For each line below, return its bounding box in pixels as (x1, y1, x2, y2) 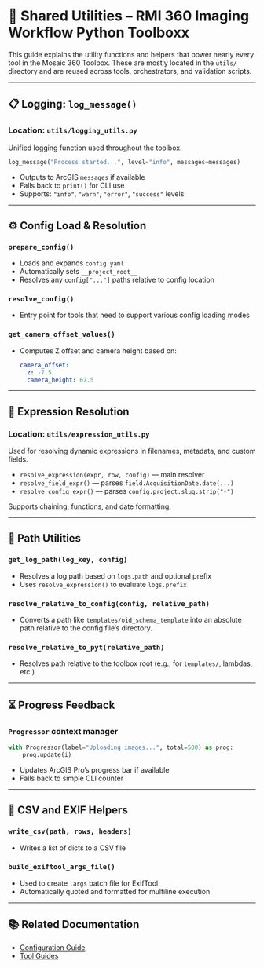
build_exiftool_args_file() (8, 863, 115, 871)
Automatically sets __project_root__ (19, 267, 138, 276)
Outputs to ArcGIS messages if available (19, 172, 145, 181)
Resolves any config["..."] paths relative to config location (19, 275, 214, 285)
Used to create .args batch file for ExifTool (19, 879, 159, 888)
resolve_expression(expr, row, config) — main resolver (19, 470, 205, 480)
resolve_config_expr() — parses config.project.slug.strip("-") (19, 487, 234, 496)
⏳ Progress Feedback (8, 698, 115, 711)
